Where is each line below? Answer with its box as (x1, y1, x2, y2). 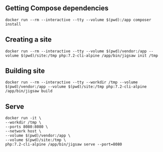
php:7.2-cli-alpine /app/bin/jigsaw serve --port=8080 (5, 142, 122, 147)
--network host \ (5, 129, 42, 134)
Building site (5, 67, 45, 75)
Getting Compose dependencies (5, 4, 109, 13)
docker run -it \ (5, 115, 42, 121)
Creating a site (5, 35, 52, 44)
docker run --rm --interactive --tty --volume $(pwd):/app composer (5, 17, 151, 22)
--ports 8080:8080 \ (5, 124, 49, 129)
